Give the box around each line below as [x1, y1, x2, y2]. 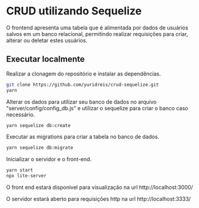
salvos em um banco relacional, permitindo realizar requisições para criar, [6, 30, 188, 37]
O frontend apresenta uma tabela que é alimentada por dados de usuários [6, 24, 188, 31]
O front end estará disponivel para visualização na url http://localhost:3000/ [6, 184, 193, 191]
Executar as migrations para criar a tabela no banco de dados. [6, 133, 160, 140]
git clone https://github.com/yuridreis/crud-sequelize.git [6, 82, 160, 88]
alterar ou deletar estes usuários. [6, 37, 88, 44]
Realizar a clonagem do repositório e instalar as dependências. [6, 70, 161, 77]
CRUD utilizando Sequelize [6, 4, 142, 18]
